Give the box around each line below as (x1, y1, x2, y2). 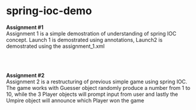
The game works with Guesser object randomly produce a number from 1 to (6, 84, 191, 91)
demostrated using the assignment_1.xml (6, 43, 105, 50)
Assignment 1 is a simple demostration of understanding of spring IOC (6, 30, 177, 37)
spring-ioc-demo (6, 4, 93, 18)
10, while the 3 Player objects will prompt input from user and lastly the (6, 90, 178, 98)
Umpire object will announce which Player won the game (6, 96, 145, 104)
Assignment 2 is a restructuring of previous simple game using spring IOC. (6, 78, 188, 85)
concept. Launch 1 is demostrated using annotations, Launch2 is (6, 36, 163, 43)
